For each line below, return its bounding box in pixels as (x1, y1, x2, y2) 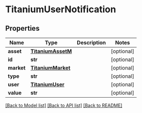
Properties (5, 24, 40, 33)
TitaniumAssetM (30, 48, 73, 55)
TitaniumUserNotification (5, 4, 116, 15)
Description (77, 39, 106, 46)
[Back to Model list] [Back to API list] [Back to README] (5, 102, 123, 108)
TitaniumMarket (30, 64, 70, 71)
